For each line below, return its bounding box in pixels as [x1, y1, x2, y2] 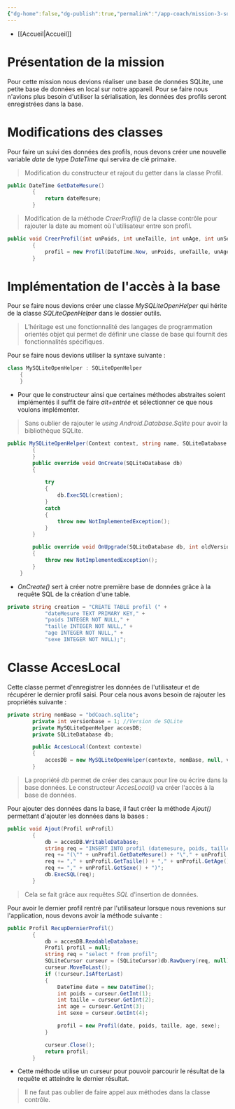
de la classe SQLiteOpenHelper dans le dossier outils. [7, 309, 162, 318]
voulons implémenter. [17, 405, 80, 414]
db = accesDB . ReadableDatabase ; [44, 938, 139, 945]
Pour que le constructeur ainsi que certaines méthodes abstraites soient [17, 391, 226, 399]
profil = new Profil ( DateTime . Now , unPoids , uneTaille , [44, 248, 211, 255]
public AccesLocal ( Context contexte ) [32, 744, 142, 751]
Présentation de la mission [7, 54, 165, 70]
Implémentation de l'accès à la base [7, 278, 220, 295]
